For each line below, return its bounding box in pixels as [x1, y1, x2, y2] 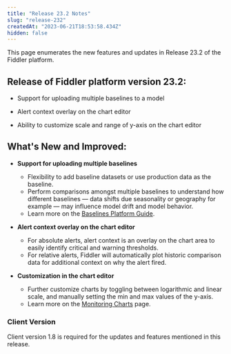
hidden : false [7, 29, 48, 37]
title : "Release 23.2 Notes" [7, 10, 91, 17]
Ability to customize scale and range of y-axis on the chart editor [17, 121, 202, 129]
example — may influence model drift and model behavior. [27, 202, 194, 210]
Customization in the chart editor [17, 271, 114, 280]
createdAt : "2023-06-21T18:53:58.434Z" [7, 23, 122, 30]
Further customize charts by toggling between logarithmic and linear [27, 285, 223, 293]
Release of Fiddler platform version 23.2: [7, 75, 187, 87]
